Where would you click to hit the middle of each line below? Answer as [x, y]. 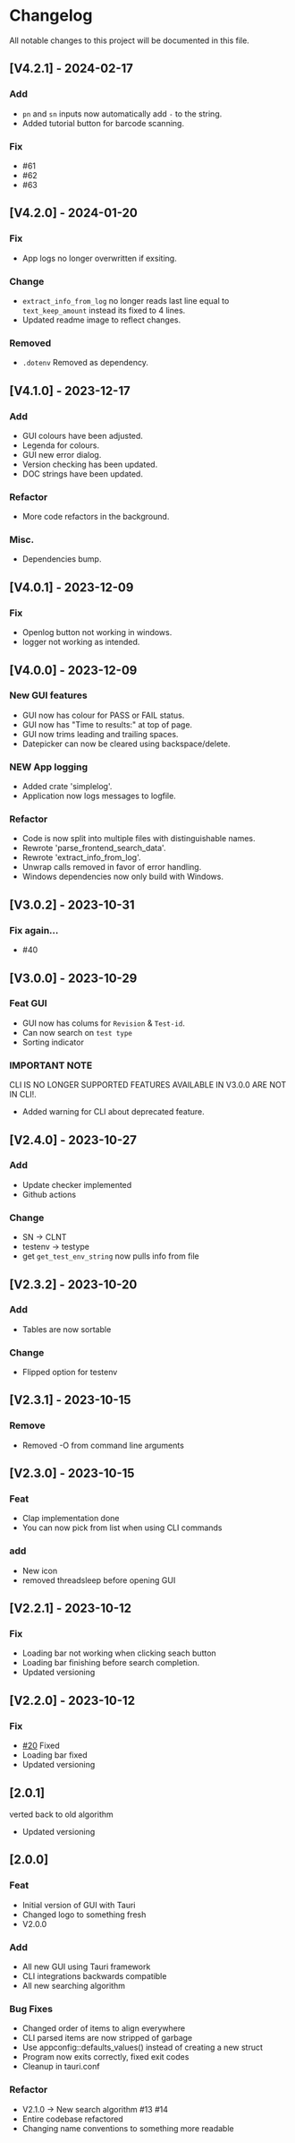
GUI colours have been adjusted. [82, 435]
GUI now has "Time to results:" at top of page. [107, 724]
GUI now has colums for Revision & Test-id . [104, 1023]
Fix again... [34, 930]
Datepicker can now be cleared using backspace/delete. [126, 744]
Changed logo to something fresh [84, 1915]
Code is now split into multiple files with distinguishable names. [139, 839]
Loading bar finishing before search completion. [111, 1663]
